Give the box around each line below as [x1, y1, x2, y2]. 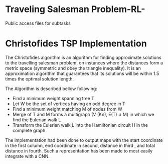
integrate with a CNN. [5, 153, 50, 159]
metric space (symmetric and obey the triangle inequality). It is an [5, 65, 141, 71]
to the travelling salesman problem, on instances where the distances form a [5, 59, 163, 66]
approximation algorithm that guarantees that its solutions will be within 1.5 [5, 70, 159, 76]
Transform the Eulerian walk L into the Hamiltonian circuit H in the [12, 122, 148, 128]
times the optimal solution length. [5, 75, 74, 81]
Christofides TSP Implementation [5, 38, 147, 49]
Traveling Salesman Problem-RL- [5, 4, 145, 15]
